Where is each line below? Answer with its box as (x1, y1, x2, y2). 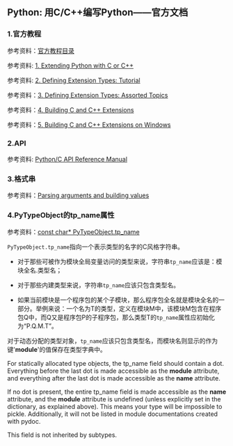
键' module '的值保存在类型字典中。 (7, 345, 106, 353)
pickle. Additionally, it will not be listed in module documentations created (7, 410, 218, 418)
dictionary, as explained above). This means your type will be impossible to (7, 402, 223, 410)
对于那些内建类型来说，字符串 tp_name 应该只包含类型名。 (17, 281, 179, 289)
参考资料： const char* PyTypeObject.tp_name (7, 227, 140, 236)
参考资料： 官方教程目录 (7, 46, 74, 54)
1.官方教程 (7, 29, 42, 39)
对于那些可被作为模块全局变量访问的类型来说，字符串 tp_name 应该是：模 (17, 257, 223, 266)
